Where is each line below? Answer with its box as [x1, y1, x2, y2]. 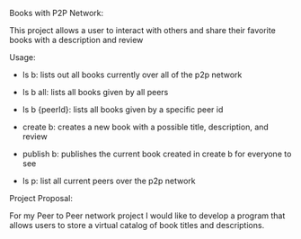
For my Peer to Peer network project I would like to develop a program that [9, 210, 286, 221]
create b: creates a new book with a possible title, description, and [22, 121, 270, 132]
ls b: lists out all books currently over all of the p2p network [22, 69, 243, 80]
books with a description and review [9, 35, 144, 45]
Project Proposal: [9, 193, 74, 203]
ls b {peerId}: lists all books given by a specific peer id [22, 104, 224, 115]
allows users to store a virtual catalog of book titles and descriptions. [9, 220, 265, 230]
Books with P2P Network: [9, 8, 104, 18]
